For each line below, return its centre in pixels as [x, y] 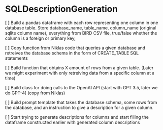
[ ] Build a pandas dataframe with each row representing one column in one [82, 23]
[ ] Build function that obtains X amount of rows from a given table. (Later [79, 68]
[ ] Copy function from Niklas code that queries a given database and [75, 48]
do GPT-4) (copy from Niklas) [35, 93]
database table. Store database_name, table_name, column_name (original [81, 27]
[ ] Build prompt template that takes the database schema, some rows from [81, 102]
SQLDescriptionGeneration [62, 9]
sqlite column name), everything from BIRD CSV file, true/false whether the [81, 33]
